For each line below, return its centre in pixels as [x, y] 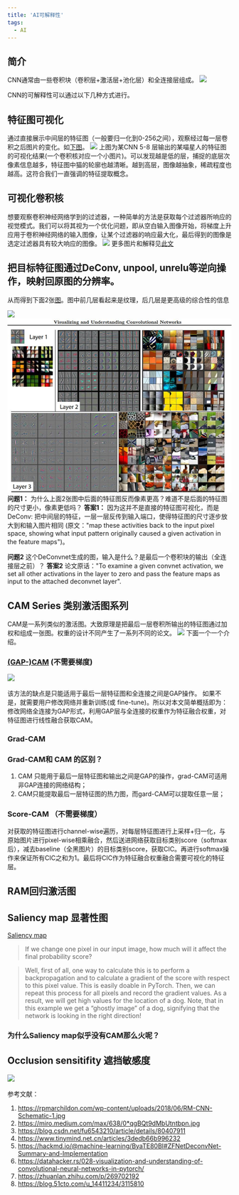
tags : [15, 22]
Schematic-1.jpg [42, 1115]
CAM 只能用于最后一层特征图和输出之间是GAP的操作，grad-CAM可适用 [122, 776]
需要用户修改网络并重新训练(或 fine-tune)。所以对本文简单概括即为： [127, 702]
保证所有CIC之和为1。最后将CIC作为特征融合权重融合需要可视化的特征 [122, 858]
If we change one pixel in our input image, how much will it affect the [126, 949]
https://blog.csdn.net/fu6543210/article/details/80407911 [102, 1130]
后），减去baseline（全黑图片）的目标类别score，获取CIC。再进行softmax [115, 849]
